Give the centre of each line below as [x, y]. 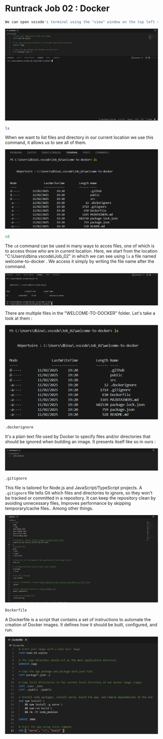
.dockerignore [19, 427]
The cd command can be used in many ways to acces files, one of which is [80, 246]
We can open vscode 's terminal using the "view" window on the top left [80, 22]
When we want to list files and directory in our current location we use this [79, 137]
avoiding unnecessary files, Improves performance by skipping [68, 503]
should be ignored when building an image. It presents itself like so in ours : [81, 442]
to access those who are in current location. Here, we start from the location [81, 251]
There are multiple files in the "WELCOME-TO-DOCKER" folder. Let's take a [80, 313]
